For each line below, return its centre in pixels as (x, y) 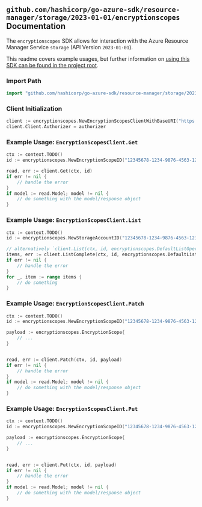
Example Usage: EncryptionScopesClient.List (74, 220)
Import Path (24, 81)
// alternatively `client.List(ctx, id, (58, 249)
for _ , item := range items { (44, 277)
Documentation (36, 26)
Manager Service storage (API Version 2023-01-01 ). (70, 47)
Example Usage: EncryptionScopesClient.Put (72, 408)
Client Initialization (34, 108)
